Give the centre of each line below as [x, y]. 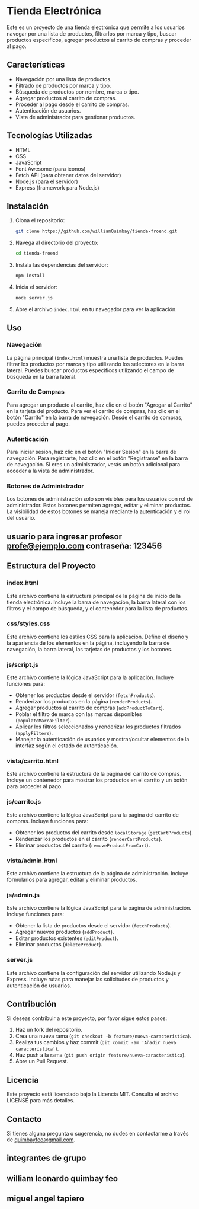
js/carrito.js [24, 802]
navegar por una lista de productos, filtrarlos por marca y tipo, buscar [92, 33]
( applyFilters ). [34, 733]
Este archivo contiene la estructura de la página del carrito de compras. [94, 774]
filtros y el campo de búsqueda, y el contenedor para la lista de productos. [98, 608]
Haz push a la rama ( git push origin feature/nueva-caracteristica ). [100, 1055]
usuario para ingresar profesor [65, 537]
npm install [30, 276]
